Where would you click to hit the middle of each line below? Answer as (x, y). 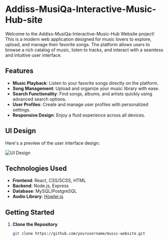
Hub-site (24, 20)
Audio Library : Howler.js (38, 196)
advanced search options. (39, 99)
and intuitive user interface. (34, 55)
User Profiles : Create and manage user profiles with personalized (80, 104)
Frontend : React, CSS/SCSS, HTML (49, 180)
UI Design (21, 131)
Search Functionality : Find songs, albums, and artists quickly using (82, 93)
